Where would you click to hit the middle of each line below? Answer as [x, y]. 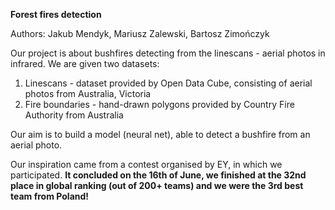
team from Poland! [50, 196]
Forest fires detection [56, 14]
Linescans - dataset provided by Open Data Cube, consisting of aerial [168, 83]
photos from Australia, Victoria [88, 93]
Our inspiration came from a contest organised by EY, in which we [146, 164]
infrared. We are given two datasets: [85, 63]
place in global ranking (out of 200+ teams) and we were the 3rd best [157, 185]
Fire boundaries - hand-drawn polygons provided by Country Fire [159, 104]
